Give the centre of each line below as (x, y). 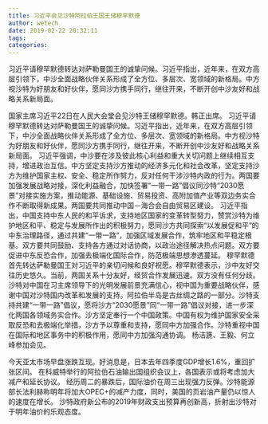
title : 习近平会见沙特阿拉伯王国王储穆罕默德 (75, 16)
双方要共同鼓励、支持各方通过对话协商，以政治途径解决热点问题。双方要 (141, 245)
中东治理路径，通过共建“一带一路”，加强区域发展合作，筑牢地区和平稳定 (127, 235)
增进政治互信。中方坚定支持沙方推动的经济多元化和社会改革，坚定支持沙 (141, 166)
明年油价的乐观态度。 (50, 412)
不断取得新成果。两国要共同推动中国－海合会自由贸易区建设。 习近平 (128, 206)
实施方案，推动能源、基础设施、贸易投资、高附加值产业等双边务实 (141, 195)
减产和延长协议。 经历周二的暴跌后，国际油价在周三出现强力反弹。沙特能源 (132, 382)
